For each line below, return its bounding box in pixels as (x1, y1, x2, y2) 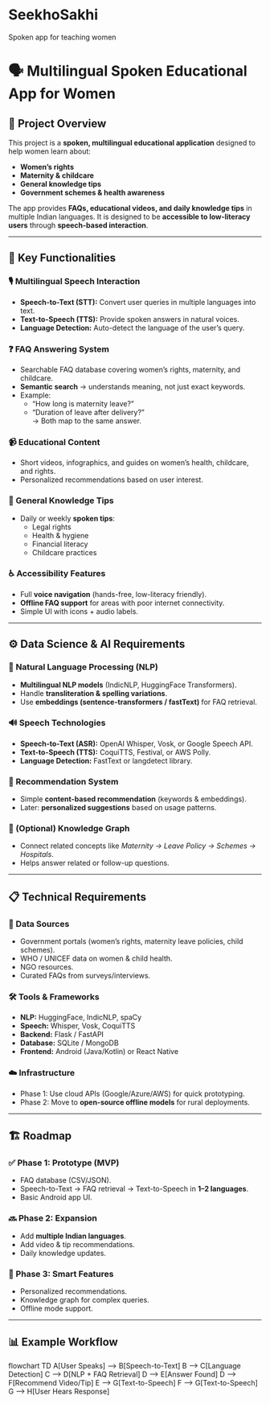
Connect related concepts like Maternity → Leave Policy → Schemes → (19, 841, 256, 850)
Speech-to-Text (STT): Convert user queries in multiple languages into (19, 297, 256, 307)
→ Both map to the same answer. (31, 416, 142, 426)
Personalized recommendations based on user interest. (19, 475, 203, 484)
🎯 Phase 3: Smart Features (8, 1268, 114, 1279)
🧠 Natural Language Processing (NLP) (8, 661, 158, 673)
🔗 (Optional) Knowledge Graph (8, 823, 130, 834)
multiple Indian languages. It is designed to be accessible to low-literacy (8, 212, 251, 221)
